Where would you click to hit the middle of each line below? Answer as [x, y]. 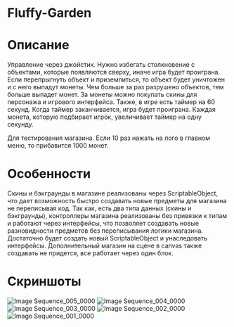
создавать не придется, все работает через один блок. [90, 253]
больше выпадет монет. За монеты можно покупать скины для [102, 95]
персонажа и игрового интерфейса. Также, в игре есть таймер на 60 [111, 102]
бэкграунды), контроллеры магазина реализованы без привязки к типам [117, 216]
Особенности [49, 174]
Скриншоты [44, 282]
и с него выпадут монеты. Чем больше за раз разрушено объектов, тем [116, 87]
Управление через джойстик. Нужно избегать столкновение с [101, 65]
